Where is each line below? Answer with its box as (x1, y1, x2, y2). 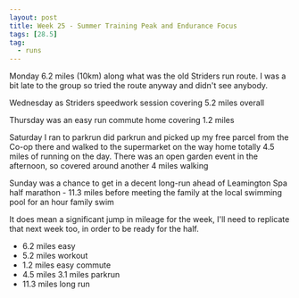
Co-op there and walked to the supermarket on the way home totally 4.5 (9, 142, 275, 153)
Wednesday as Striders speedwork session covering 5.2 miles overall (9, 97, 265, 108)
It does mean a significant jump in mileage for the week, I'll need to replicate (9, 214, 290, 225)
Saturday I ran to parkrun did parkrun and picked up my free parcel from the (9, 132, 289, 143)
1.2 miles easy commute (21, 260, 112, 270)
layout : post (9, 12, 58, 22)
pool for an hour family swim (9, 197, 114, 208)
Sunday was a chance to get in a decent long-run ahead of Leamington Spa (9, 178, 287, 188)
